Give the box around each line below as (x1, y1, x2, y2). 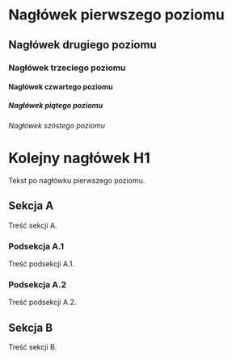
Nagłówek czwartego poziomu (8, 82, 113, 92)
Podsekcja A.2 (8, 279, 67, 291)
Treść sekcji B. (8, 342, 57, 352)
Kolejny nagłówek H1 (8, 149, 151, 167)
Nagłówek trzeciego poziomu (8, 62, 126, 73)
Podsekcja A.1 (8, 241, 65, 252)
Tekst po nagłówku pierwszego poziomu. (8, 176, 146, 185)
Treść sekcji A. (8, 220, 58, 230)
